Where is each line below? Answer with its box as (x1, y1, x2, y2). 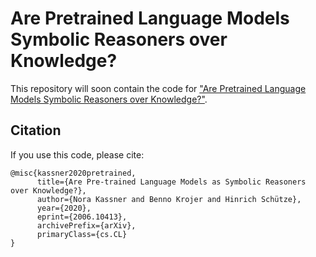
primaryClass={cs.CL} (36, 229, 128, 239)
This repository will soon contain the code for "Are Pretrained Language (10, 82, 307, 94)
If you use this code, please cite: (10, 148, 145, 161)
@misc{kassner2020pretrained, (10, 168, 137, 178)
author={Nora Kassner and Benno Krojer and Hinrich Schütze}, (36, 194, 302, 204)
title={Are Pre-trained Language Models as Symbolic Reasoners (36, 177, 307, 187)
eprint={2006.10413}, (36, 212, 128, 222)
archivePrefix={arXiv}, (36, 220, 137, 231)
